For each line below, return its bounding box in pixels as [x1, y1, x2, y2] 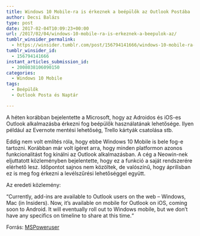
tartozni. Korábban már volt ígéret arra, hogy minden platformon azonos [6, 144, 183, 151]
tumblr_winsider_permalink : [6, 36, 76, 42]
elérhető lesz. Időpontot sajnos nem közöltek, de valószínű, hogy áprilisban [6, 163, 191, 170]
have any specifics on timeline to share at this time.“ [6, 212, 134, 219]
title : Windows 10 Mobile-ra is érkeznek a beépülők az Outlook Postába [6, 8, 190, 15]
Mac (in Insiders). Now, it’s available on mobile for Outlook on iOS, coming [6, 199, 187, 206]
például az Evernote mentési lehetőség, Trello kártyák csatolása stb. [6, 126, 174, 133]
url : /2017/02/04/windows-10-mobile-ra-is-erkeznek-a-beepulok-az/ [6, 31, 177, 37]
